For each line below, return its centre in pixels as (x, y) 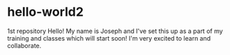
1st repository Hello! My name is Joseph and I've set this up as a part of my (115, 31)
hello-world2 (45, 12)
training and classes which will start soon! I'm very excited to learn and (109, 38)
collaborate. (24, 45)
